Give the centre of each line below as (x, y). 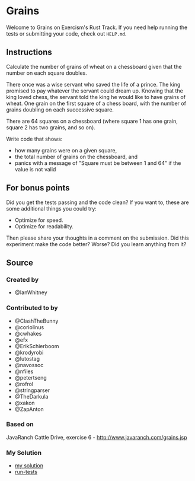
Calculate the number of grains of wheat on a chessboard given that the (94, 66)
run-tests (26, 472)
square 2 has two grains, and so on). (51, 127)
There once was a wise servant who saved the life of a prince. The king (93, 84)
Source (20, 262)
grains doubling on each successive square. (60, 109)
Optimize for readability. (44, 226)
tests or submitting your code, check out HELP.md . (66, 33)
